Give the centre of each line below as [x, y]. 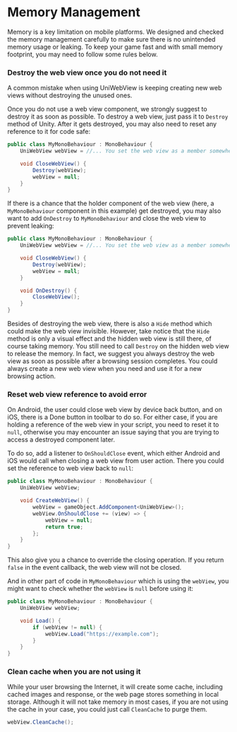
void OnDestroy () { [49, 291]
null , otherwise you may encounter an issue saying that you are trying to [113, 432]
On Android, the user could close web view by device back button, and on [115, 410]
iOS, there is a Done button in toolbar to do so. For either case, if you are [113, 417]
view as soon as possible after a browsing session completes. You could [113, 361]
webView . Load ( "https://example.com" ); [102, 634]
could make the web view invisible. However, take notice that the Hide [109, 331]
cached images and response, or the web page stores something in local [113, 695]
